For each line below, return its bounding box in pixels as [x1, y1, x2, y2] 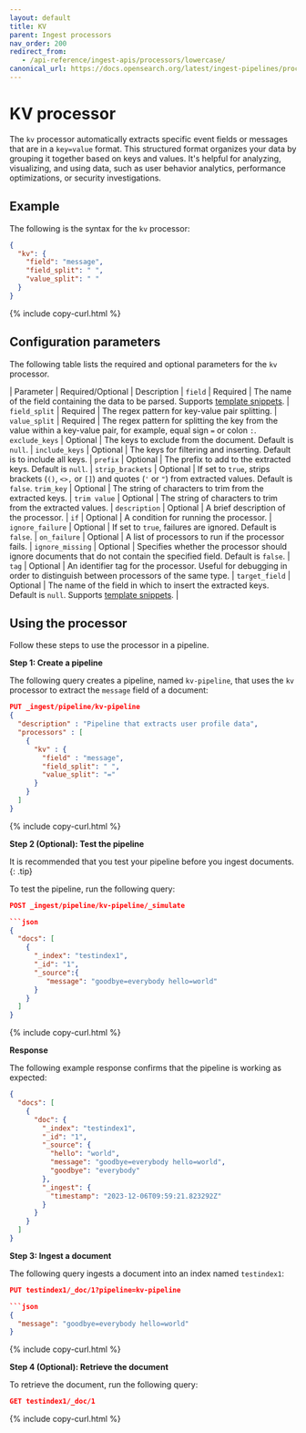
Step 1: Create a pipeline [9, 657, 103, 668]
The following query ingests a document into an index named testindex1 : [9, 1268, 285, 1279]
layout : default [9, 13, 71, 23]
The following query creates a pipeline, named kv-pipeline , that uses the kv [9, 675, 294, 686]
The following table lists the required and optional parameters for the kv [9, 358, 278, 369]
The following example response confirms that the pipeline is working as [9, 1063, 282, 1074]
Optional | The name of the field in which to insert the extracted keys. [9, 580, 270, 591]
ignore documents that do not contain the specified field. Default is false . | [9, 551, 291, 562]
